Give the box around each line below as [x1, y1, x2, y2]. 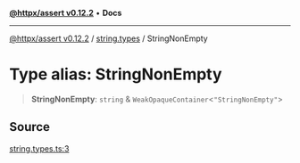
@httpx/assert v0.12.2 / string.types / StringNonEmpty [9, 33, 208, 44]
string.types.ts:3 [9, 143, 70, 154]
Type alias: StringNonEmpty [9, 64, 222, 85]
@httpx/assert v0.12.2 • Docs [9, 8, 122, 18]
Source [9, 119, 51, 134]
